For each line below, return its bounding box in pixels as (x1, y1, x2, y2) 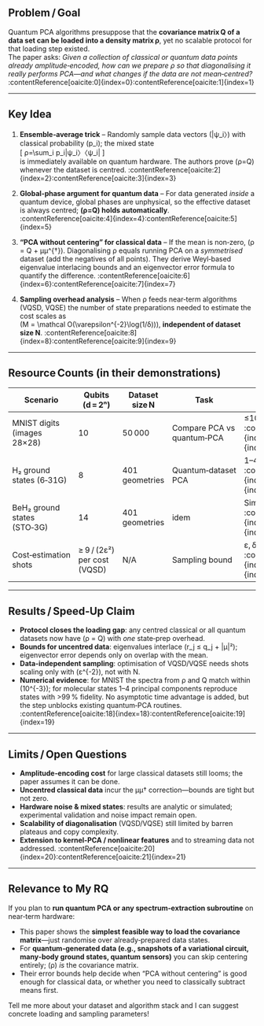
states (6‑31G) (12, 475, 68, 486)
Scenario (24, 394, 59, 406)
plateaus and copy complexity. (19, 827, 119, 837)
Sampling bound (171, 554, 233, 565)
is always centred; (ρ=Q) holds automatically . (19, 205, 170, 215)
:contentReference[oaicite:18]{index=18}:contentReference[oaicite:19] (19, 709, 246, 719)
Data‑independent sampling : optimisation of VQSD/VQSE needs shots (19, 659, 249, 669)
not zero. (19, 794, 49, 803)
